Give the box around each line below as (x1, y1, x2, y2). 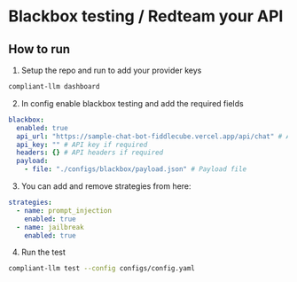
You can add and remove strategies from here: (20, 181, 191, 192)
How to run (8, 42, 71, 57)
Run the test (20, 247, 66, 258)
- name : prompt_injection (16, 206, 113, 215)
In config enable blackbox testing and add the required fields (20, 98, 245, 108)
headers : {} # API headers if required (16, 148, 164, 157)
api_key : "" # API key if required (16, 140, 148, 149)
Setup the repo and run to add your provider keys (20, 65, 202, 75)
